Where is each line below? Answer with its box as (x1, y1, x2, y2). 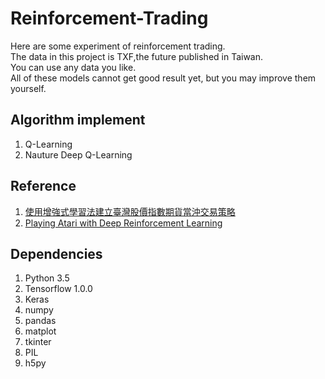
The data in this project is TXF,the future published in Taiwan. (10, 50, 264, 62)
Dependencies (10, 245, 103, 262)
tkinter (24, 336, 52, 348)
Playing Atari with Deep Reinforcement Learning (24, 217, 223, 229)
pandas (24, 315, 57, 327)
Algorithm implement (10, 112, 146, 129)
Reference (10, 178, 77, 195)
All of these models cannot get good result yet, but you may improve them (10, 72, 317, 84)
